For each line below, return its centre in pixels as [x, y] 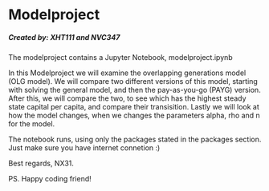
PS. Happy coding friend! [50, 179]
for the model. [32, 124]
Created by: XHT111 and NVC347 [64, 37]
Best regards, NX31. [41, 163]
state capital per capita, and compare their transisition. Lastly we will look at [134, 107]
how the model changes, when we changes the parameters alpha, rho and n [134, 115]
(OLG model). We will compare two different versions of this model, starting [133, 82]
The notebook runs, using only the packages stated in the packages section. [135, 139]
